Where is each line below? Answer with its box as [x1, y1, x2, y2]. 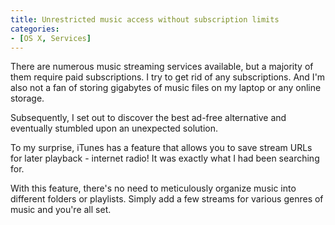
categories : [10, 24, 60, 34]
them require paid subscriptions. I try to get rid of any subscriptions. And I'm [10, 71, 326, 83]
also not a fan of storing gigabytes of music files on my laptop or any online [10, 82, 322, 94]
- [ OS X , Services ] [10, 33, 92, 43]
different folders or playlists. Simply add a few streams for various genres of [10, 193, 324, 205]
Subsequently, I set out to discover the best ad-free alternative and [10, 112, 287, 124]
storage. [10, 92, 45, 105]
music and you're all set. [10, 204, 112, 216]
